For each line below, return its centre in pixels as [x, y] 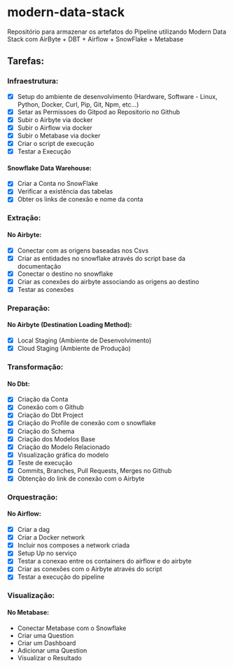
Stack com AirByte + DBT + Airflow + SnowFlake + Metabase [96, 39]
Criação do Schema [46, 431]
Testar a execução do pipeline [61, 577]
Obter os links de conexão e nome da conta [80, 199]
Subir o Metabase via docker [59, 135]
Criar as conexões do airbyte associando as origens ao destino [108, 281]
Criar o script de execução [56, 143]
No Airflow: [24, 514]
